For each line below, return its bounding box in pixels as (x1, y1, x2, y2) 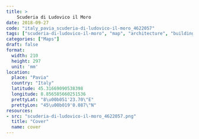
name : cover (11, 124, 41, 130)
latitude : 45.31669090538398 (11, 86, 84, 92)
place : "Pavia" (11, 75, 49, 80)
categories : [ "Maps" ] (6, 36, 60, 42)
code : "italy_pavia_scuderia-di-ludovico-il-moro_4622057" (6, 25, 155, 31)
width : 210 (11, 53, 38, 59)
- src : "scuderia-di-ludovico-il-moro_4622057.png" (6, 113, 136, 119)
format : (6, 47, 25, 53)
